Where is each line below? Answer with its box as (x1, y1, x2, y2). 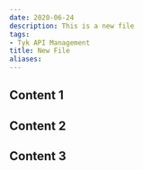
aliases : (9, 55, 42, 64)
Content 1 (9, 88, 65, 103)
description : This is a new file (9, 21, 135, 30)
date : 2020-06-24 (9, 13, 75, 22)
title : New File (9, 47, 70, 55)
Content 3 (9, 149, 67, 164)
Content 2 (9, 118, 67, 133)
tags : (9, 30, 30, 38)
